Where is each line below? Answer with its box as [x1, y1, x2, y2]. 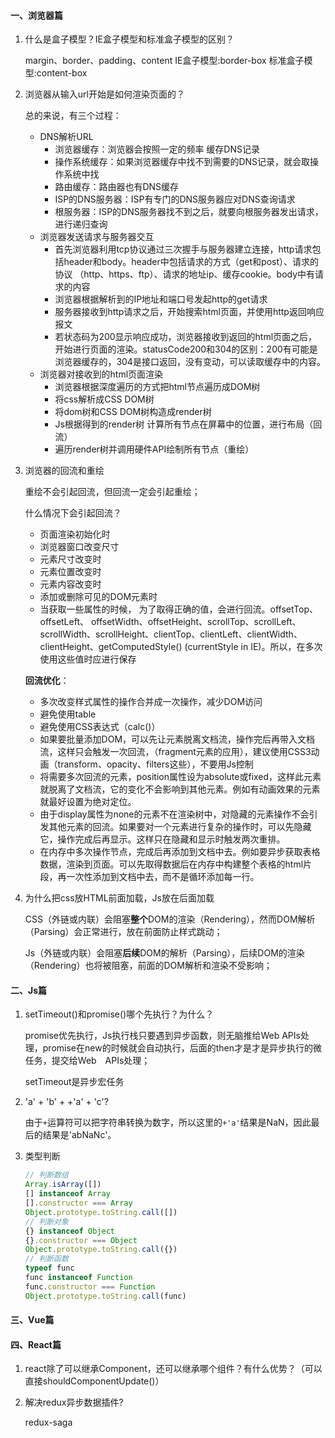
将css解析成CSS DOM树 [54, 393, 155, 405]
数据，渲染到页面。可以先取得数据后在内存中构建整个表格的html [39, 858, 304, 870]
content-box [36, 67, 88, 79]
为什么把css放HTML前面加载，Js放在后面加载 [24, 892, 215, 904]
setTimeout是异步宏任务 [24, 1076, 125, 1088]
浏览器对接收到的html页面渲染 [39, 368, 164, 380]
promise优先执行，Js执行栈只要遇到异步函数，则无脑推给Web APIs [24, 1030, 301, 1042]
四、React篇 [10, 1338, 62, 1350]
